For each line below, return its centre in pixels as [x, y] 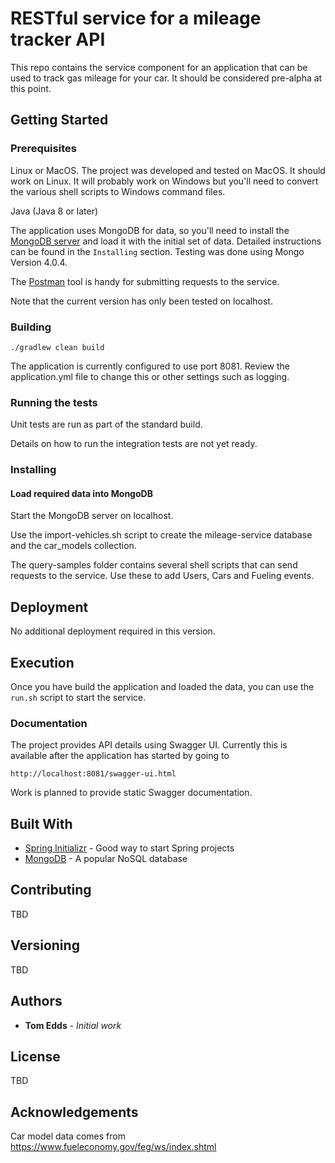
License [35, 1056]
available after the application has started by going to [120, 756]
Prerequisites [43, 149]
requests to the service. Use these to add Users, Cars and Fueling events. [162, 576]
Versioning [45, 945]
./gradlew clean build [57, 347]
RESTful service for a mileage [136, 18]
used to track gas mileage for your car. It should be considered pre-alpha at [166, 78]
